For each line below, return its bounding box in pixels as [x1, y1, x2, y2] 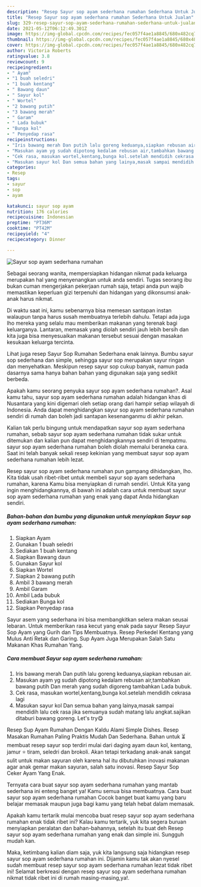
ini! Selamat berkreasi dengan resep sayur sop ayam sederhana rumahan [7, 868, 187, 875]
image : [7, 31, 23, 37]
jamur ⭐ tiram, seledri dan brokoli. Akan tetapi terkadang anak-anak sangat [7, 748, 191, 755]
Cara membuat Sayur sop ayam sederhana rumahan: [7, 655, 143, 662]
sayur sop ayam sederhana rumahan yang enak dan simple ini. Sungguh [7, 831, 184, 838]
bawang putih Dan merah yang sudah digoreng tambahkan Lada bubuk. [15, 682, 193, 690]
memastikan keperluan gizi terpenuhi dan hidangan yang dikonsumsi [7, 288, 176, 296]
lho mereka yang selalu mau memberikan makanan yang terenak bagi [7, 319, 178, 327]
